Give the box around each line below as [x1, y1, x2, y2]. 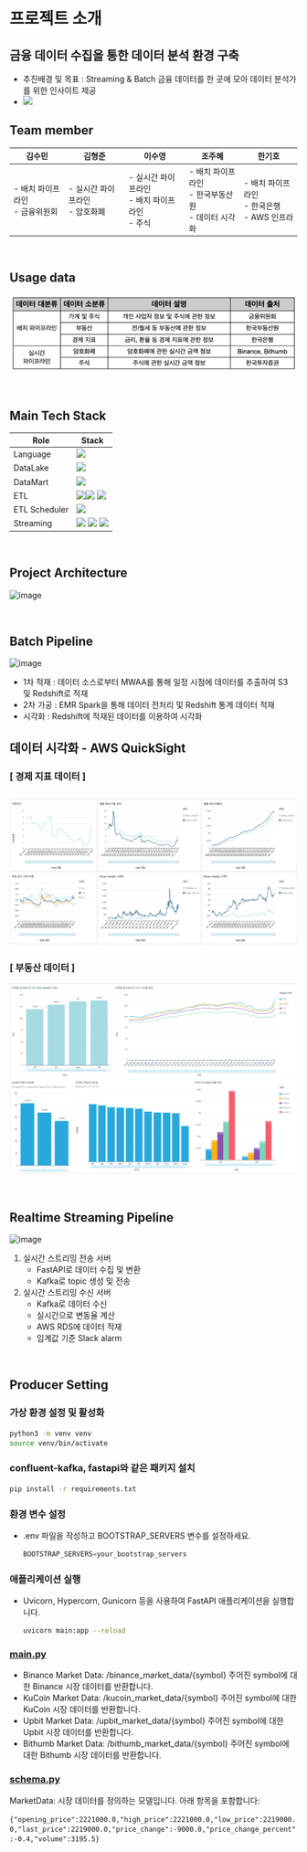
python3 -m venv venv [9, 1429, 92, 1438]
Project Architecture [9, 566, 128, 581]
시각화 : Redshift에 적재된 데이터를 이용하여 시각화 [22, 711, 203, 722]
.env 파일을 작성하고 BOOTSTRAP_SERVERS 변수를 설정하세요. [22, 1530, 251, 1540]
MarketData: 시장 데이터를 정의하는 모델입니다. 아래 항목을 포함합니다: [9, 1794, 260, 1805]
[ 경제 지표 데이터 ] [9, 769, 87, 782]
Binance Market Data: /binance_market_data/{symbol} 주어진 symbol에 [22, 1669, 288, 1681]
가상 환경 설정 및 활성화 [9, 1406, 105, 1419]
